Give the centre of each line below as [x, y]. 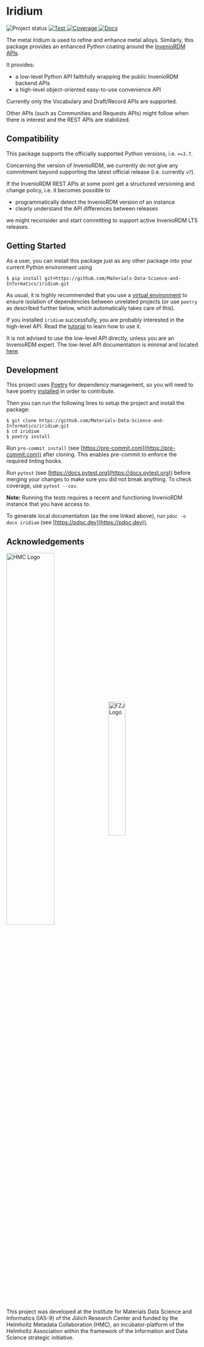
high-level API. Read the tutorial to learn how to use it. [74, 326]
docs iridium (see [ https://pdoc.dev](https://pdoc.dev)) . [77, 522]
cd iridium [26, 431]
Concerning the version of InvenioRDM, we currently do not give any [92, 165]
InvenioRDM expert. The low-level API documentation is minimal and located [102, 344]
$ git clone [21, 421]
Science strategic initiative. [40, 1338]
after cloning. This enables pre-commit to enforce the [110, 454]
